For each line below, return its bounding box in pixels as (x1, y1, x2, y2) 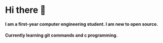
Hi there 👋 (5, 4, 46, 16)
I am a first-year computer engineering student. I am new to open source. (5, 21, 159, 27)
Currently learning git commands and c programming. (5, 32, 118, 39)
